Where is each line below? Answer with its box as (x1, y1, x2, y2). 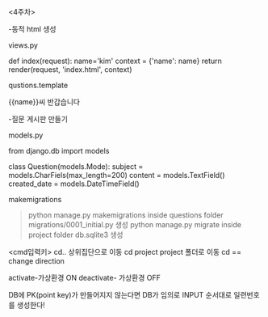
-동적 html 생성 (8, 24, 57, 34)
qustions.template (8, 80, 69, 90)
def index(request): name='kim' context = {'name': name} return (8, 56, 222, 66)
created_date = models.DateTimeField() (8, 179, 140, 188)
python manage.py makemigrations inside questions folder (27, 210, 224, 220)
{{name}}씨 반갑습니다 (8, 97, 81, 107)
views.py (8, 40, 39, 50)
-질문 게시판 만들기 (8, 114, 69, 124)
